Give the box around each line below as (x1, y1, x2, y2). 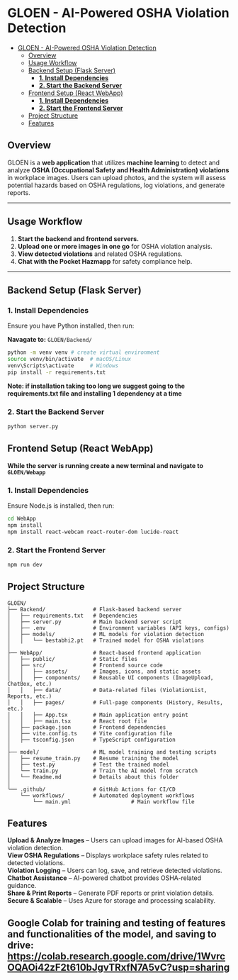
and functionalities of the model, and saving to (7, 928, 217, 940)
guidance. (7, 881, 37, 890)
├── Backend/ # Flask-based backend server (7, 606, 182, 613)
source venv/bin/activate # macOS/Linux (7, 356, 132, 363)
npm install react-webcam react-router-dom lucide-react (7, 528, 179, 535)
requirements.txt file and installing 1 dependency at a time (7, 389, 182, 398)
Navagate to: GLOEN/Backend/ (7, 335, 92, 344)
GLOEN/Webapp (7, 469, 46, 476)
